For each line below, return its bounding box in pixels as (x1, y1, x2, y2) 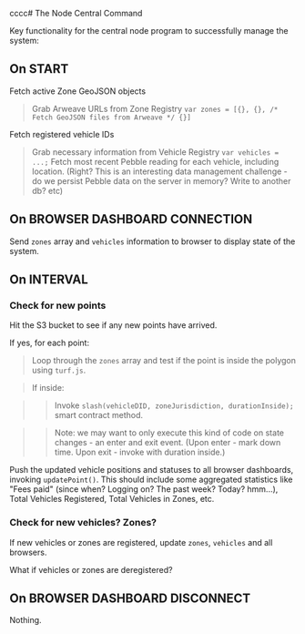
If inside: (31, 383, 65, 394)
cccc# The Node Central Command (9, 8, 143, 18)
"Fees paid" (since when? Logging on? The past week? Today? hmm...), (9, 484, 279, 495)
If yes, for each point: (9, 337, 89, 349)
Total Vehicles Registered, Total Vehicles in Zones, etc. (9, 494, 215, 505)
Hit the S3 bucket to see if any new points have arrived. (9, 320, 218, 331)
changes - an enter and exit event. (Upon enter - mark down (54, 437, 281, 448)
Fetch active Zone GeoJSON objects (9, 86, 147, 97)
